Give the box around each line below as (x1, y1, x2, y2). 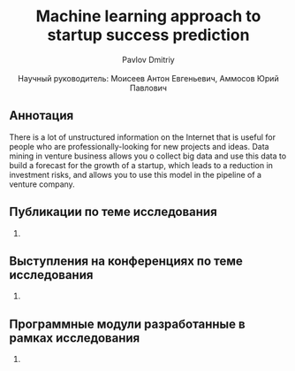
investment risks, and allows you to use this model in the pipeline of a (9, 169, 262, 180)
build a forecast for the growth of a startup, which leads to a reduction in (9, 159, 274, 170)
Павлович (129, 82, 168, 93)
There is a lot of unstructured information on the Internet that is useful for (9, 131, 276, 143)
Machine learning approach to (35, 6, 261, 27)
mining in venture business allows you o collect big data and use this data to (9, 151, 287, 161)
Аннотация (9, 108, 74, 123)
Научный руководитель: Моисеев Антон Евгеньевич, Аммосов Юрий (17, 73, 280, 83)
